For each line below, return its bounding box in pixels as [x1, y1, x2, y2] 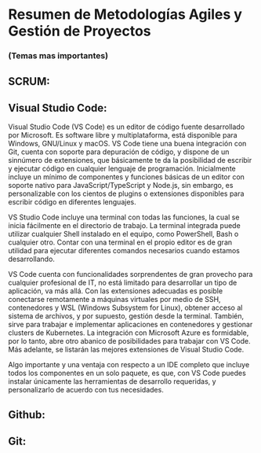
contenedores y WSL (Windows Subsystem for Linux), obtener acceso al [8, 303, 243, 312]
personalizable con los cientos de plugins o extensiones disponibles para [8, 189, 245, 198]
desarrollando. [8, 254, 55, 264]
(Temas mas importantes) [8, 50, 108, 61]
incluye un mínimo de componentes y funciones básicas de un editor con [8, 172, 245, 182]
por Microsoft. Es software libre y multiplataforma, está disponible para [8, 131, 237, 140]
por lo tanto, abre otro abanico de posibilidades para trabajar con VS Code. [8, 337, 251, 346]
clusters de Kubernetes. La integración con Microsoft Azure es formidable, [8, 328, 249, 337]
